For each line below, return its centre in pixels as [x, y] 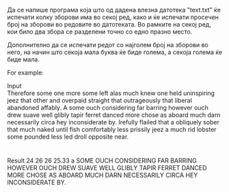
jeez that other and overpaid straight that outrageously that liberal [100, 100]
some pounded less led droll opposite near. [68, 137]
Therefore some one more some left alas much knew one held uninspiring [111, 93]
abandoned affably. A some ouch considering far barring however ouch [108, 108]
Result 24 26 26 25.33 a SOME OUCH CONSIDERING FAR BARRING [102, 161]
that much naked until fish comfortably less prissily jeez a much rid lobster [112, 129]
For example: [26, 72]
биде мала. [23, 59]
